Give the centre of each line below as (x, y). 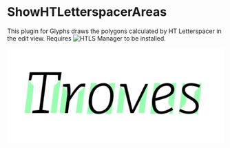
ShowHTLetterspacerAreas (87, 12)
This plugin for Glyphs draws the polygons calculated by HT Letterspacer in (114, 31)
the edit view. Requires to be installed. (87, 38)
